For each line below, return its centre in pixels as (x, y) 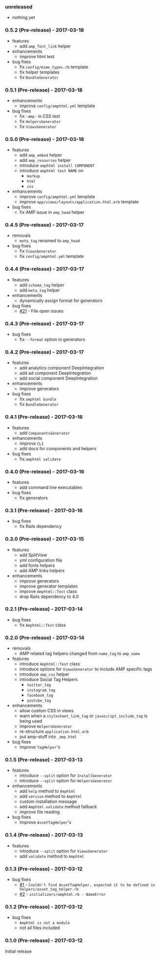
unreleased (19, 7)
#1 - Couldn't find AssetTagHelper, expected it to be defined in (87, 885)
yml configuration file (41, 560)
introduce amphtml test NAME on (51, 171)
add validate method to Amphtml (52, 856)
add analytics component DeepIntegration (62, 368)
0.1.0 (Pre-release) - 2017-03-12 (44, 940)
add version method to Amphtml (50, 797)
